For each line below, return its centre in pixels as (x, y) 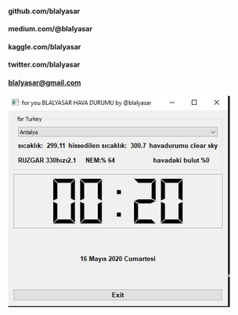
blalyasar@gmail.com (45, 82)
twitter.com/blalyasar (44, 65)
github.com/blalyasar (44, 11)
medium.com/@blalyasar (50, 29)
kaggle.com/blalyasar (45, 46)
